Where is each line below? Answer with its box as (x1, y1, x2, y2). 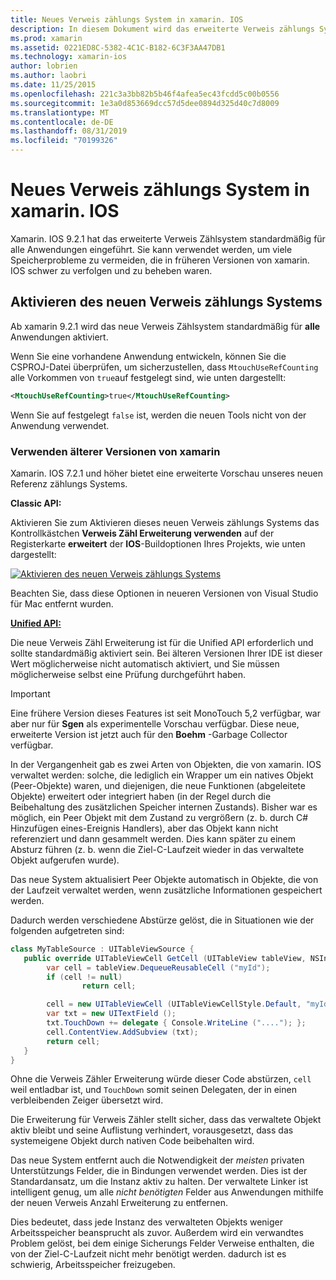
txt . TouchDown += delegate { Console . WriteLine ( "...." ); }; (46, 1018, 307, 1028)
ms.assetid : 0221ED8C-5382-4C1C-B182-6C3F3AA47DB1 (10, 42, 226, 53)
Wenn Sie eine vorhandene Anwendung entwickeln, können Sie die (10, 350, 287, 362)
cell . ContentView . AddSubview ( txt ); (46, 1027, 199, 1037)
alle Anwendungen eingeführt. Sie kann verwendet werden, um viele (10, 243, 293, 255)
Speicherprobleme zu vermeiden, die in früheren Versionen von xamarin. (10, 254, 310, 266)
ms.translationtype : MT (10, 107, 110, 118)
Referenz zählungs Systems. (10, 477, 128, 490)
